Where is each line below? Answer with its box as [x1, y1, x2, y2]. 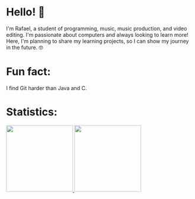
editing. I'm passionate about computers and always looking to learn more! [6, 31, 188, 38]
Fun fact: [6, 65, 51, 79]
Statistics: [6, 105, 57, 119]
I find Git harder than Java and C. [6, 84, 87, 91]
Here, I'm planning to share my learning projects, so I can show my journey [6, 37, 189, 44]
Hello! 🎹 [6, 5, 46, 19]
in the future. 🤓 [6, 44, 43, 51]
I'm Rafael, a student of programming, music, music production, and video [6, 25, 187, 32]
